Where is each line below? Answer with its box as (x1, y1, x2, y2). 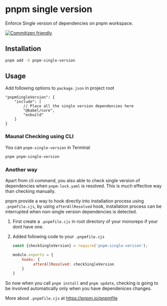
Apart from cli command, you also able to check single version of (5, 177, 140, 183)
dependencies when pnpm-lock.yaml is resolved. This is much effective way (5, 183, 162, 189)
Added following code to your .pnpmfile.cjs (12, 233, 105, 240)
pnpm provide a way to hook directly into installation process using (5, 198, 144, 204)
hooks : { (22, 257, 40, 262)
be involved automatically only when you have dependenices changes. (5, 285, 152, 291)
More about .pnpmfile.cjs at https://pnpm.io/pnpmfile (5, 295, 118, 301)
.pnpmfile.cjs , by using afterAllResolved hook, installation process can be (5, 203, 162, 209)
